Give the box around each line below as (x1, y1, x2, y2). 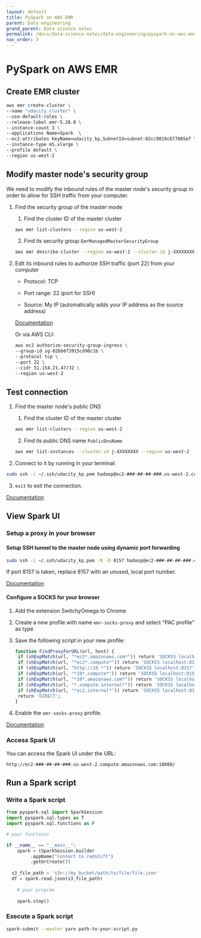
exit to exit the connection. (14, 482, 83, 489)
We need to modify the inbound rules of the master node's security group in (6, 185, 194, 192)
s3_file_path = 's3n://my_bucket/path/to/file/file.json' (11, 870, 160, 876)
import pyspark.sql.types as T (6, 815, 84, 821)
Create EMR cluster (6, 87, 80, 97)
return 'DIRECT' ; (17, 693, 61, 699)
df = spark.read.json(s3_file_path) (11, 876, 103, 882)
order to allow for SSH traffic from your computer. (6, 192, 129, 199)
